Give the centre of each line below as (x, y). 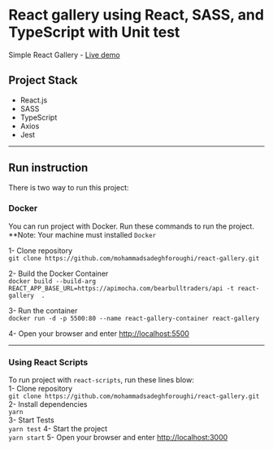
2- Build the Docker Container (58, 273)
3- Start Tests (31, 420)
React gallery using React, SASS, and (136, 15)
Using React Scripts (48, 362)
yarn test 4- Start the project (58, 429)
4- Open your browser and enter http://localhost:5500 (99, 333)
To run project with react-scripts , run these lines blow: (102, 380)
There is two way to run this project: (69, 187)
